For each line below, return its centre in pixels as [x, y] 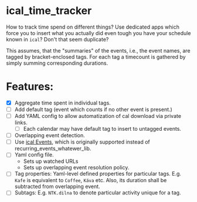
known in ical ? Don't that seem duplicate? [57, 39]
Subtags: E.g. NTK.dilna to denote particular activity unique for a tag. [98, 193]
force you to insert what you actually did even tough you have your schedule [98, 33]
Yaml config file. [34, 155]
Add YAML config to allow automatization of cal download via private [98, 116]
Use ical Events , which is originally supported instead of [82, 142]
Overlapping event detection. [50, 135]
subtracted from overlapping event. [57, 187]
